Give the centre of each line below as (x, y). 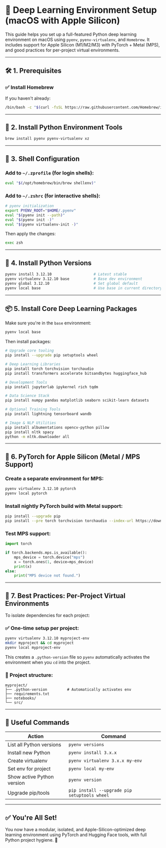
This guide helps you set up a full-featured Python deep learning (71, 34)
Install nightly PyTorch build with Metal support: (64, 506)
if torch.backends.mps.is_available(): (46, 553)
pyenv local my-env (91, 769)
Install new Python (29, 753)
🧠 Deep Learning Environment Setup (81, 10)
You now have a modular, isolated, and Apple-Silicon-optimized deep (75, 829)
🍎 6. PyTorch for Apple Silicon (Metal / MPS (73, 457)
